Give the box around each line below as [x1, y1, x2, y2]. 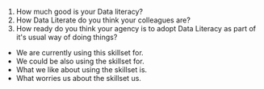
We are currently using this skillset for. [15, 48, 144, 57]
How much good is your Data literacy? [15, 7, 144, 16]
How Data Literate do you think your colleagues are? [15, 15, 191, 25]
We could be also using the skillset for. [15, 56, 145, 66]
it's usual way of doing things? [15, 32, 118, 42]
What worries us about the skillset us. [15, 74, 141, 83]
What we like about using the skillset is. [15, 65, 148, 75]
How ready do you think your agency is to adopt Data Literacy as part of [15, 24, 257, 33]
